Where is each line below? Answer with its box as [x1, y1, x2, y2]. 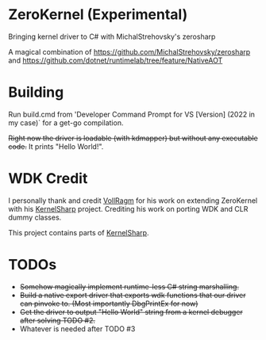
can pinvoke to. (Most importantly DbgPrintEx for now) [19, 299, 199, 308]
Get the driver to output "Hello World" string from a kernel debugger [19, 307, 244, 316]
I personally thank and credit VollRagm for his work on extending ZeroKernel [8, 196, 258, 205]
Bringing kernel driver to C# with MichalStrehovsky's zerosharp [8, 32, 216, 41]
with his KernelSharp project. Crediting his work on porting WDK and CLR [8, 204, 249, 213]
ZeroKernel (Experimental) [8, 6, 188, 24]
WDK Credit [8, 170, 88, 188]
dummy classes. [8, 212, 62, 222]
